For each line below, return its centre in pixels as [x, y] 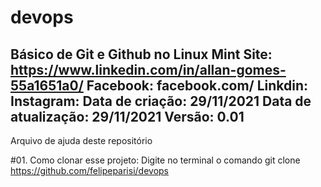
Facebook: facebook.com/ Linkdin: [197, 85]
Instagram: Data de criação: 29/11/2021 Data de [161, 101]
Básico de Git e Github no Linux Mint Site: [141, 54]
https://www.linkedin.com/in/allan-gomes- [148, 69]
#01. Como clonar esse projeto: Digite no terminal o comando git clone [155, 160]
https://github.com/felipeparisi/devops [89, 170]
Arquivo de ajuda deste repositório [81, 140]
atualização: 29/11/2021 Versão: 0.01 [127, 116]
